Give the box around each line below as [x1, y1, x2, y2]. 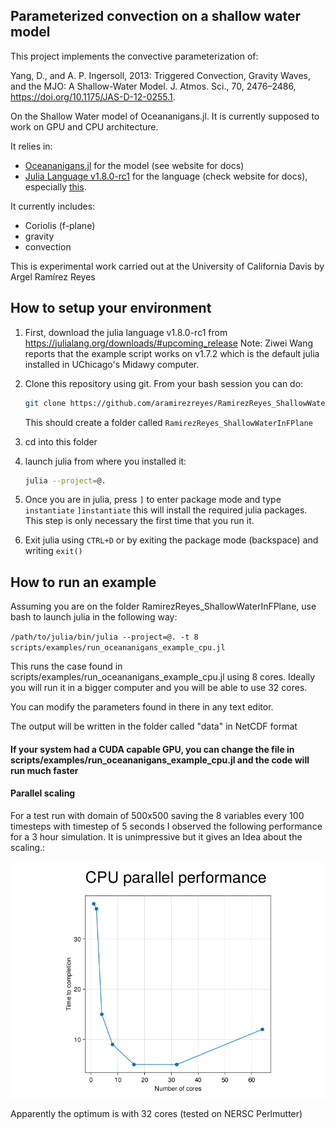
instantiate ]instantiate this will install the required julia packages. [24, 504, 308, 516]
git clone [24, 398, 67, 408]
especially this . [24, 180, 87, 193]
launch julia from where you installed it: [24, 455, 187, 467]
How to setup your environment [10, 300, 212, 317]
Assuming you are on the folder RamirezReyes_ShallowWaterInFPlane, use [10, 600, 317, 613]
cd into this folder [24, 435, 98, 448]
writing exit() [24, 545, 83, 557]
